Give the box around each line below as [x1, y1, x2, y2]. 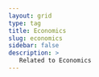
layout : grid [8, 11, 52, 20]
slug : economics [8, 34, 63, 43]
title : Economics [8, 26, 67, 34]
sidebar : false [8, 42, 60, 50]
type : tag [8, 19, 42, 27]
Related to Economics [19, 57, 92, 65]
